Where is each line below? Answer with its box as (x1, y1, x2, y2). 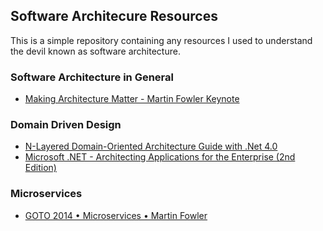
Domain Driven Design (10, 118, 122, 132)
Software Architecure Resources (10, 8, 218, 25)
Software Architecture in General (10, 70, 174, 84)
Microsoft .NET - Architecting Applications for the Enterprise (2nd (24, 151, 296, 163)
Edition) (24, 162, 57, 174)
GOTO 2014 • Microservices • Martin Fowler (24, 209, 208, 221)
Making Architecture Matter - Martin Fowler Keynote (24, 93, 240, 105)
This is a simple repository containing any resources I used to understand (10, 34, 313, 46)
